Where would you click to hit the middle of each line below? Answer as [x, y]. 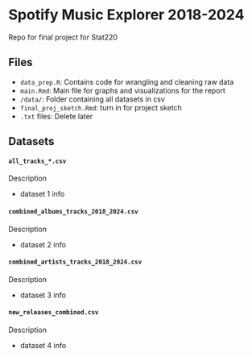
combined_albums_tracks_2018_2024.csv [73, 211]
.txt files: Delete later [56, 116]
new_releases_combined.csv [54, 313]
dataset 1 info [42, 194]
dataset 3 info [43, 295]
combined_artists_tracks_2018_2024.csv [75, 262]
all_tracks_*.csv [37, 161]
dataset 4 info [43, 345]
